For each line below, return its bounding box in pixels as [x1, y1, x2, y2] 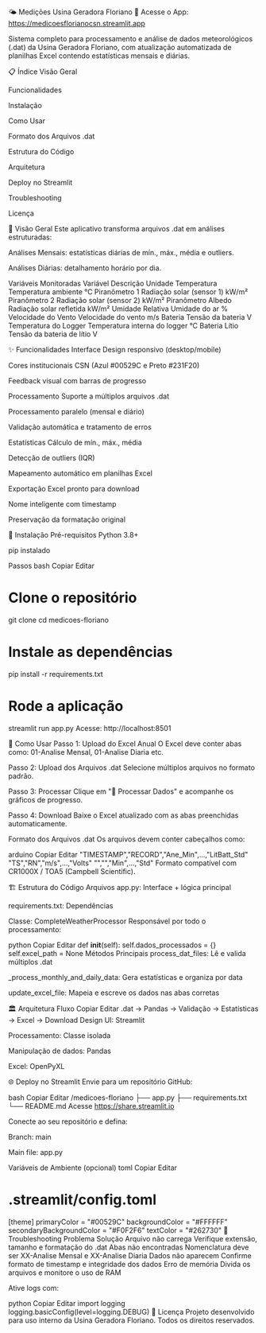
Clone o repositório [8, 589, 137, 607]
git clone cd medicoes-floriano [8, 615, 110, 624]
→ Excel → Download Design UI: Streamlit [8, 1015, 145, 1024]
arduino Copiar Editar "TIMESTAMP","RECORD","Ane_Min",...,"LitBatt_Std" [8, 849, 249, 859]
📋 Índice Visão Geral [8, 67, 78, 76]
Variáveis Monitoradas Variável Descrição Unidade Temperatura [8, 278, 218, 288]
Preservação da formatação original [8, 515, 125, 524]
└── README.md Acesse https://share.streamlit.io [8, 1101, 175, 1110]
